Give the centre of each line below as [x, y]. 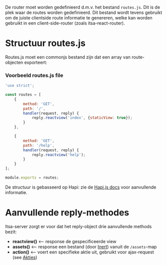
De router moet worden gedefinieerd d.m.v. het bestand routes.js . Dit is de [83, 7]
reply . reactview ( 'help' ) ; [59, 155]
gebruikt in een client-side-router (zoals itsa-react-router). [65, 23]
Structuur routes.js [45, 43]
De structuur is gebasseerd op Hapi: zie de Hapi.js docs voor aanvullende [81, 187]
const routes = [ [23, 95]
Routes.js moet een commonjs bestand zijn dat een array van [68, 57]
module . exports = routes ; [32, 178]
